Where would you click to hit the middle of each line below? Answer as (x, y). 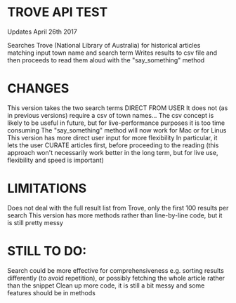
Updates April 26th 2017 (42, 32)
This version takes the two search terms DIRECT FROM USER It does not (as (118, 108)
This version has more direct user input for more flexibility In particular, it (112, 137)
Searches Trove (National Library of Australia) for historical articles (104, 45)
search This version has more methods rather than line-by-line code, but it (115, 215)
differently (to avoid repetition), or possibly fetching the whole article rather (116, 278)
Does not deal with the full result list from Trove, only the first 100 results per (118, 208)
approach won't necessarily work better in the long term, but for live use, (113, 152)
